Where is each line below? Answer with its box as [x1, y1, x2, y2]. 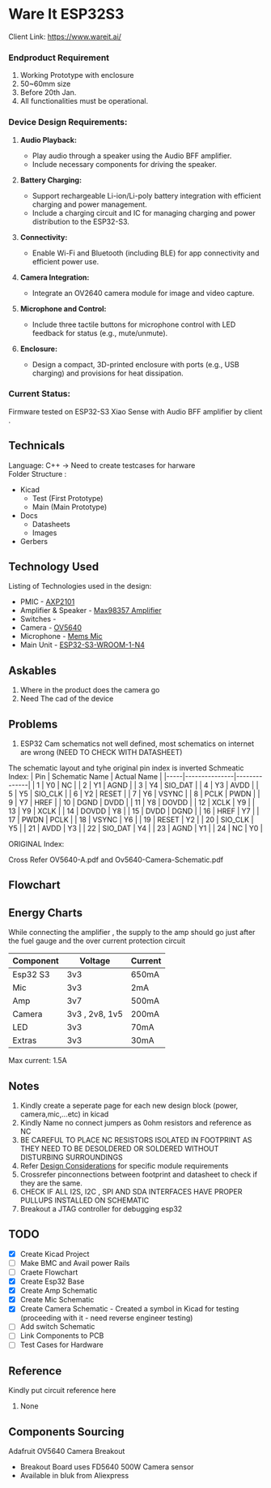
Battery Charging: [19, 175, 83, 185]
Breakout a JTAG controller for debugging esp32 [19, 1204, 183, 1214]
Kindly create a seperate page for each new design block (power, [19, 1100, 239, 1111]
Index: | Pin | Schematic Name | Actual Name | [8, 772, 163, 782]
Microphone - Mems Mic [19, 632, 103, 641]
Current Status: [8, 388, 71, 400]
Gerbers [19, 536, 49, 546]
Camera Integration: [19, 272, 90, 282]
